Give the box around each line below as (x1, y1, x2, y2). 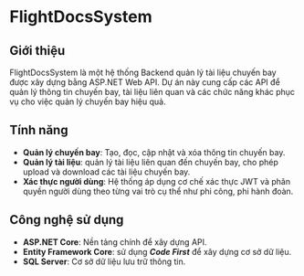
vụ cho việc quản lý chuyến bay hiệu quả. (9, 96, 166, 107)
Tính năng (9, 122, 68, 138)
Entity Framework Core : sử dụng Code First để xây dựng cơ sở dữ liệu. (22, 246, 292, 257)
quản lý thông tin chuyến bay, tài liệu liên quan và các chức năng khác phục (9, 87, 295, 97)
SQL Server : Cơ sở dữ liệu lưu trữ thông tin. (22, 256, 186, 267)
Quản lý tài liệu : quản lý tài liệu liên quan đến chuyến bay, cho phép (22, 156, 278, 167)
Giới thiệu (9, 43, 66, 58)
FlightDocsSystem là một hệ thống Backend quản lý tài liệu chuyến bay (9, 67, 277, 78)
